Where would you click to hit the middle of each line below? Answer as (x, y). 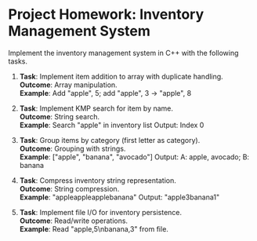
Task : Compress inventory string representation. (98, 180)
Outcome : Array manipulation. (68, 85)
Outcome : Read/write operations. (73, 221)
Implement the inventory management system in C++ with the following (123, 53)
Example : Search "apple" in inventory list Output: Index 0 (112, 125)
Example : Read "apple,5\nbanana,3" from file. (94, 228)
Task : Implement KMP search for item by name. (96, 108)
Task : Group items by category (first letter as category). (110, 140)
